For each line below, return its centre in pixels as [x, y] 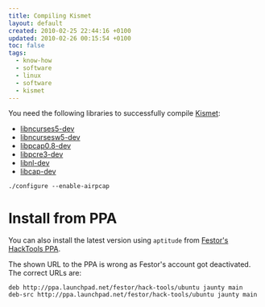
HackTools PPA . [35, 249]
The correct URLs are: [45, 273]
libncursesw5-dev [50, 137]
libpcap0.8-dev [45, 146]
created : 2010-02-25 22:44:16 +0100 [70, 31]
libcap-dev [38, 172]
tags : [17, 53]
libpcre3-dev [41, 154]
